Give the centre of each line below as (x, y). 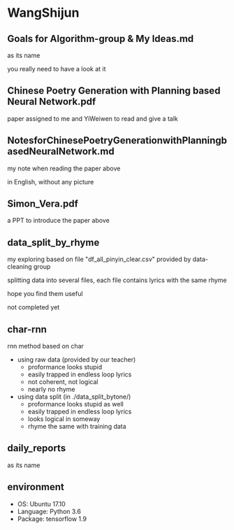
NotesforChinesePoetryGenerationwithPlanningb (117, 141)
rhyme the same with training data (77, 427)
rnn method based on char (45, 346)
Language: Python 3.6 (49, 511)
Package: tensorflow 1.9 (52, 519)
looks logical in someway (64, 419)
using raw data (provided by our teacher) (76, 360)
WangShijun (43, 13)
